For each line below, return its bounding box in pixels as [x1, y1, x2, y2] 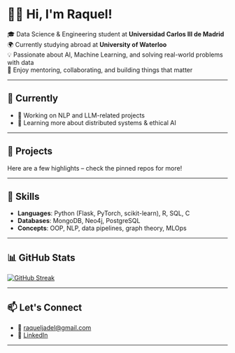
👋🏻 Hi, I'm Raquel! [7, 6, 113, 22]
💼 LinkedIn [17, 331, 48, 339]
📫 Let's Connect [7, 301, 83, 313]
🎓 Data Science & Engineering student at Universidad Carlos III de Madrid [7, 29, 225, 38]
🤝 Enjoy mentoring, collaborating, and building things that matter [7, 66, 193, 74]
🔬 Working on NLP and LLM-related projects [17, 111, 145, 120]
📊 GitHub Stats [7, 252, 76, 264]
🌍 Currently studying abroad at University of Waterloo [7, 40, 167, 48]
